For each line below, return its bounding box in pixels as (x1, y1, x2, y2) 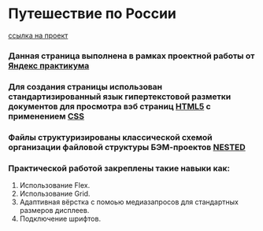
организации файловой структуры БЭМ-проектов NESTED (8, 141, 246, 152)
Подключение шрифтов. (19, 214, 101, 223)
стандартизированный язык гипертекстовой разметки (8, 91, 232, 102)
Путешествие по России (8, 5, 177, 23)
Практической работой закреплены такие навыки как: (8, 163, 231, 174)
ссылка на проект (8, 31, 69, 40)
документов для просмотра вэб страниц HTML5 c (8, 101, 211, 112)
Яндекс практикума (8, 60, 90, 71)
